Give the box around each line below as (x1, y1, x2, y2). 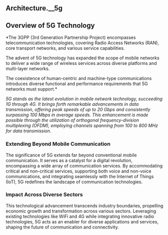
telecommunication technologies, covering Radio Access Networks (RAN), (6, 40, 159, 46)
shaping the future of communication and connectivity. (6, 224, 119, 230)
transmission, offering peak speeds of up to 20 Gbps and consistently (6, 107, 151, 113)
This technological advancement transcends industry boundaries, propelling (6, 202, 163, 208)
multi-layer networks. (6, 65, 50, 72)
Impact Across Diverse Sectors (6, 191, 83, 198)
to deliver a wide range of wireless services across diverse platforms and (6, 60, 157, 66)
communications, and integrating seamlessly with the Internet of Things (6, 173, 154, 179)
